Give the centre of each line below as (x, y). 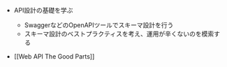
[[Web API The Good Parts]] (54, 57)
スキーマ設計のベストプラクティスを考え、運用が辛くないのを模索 (119, 34)
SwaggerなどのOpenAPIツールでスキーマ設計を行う (99, 25)
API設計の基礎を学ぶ (43, 10)
